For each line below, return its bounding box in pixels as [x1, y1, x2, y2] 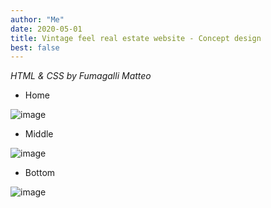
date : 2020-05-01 [10, 24, 83, 34]
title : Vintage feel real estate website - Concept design [10, 33, 262, 43]
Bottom [24, 167, 56, 179]
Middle [24, 128, 54, 140]
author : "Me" [10, 14, 65, 25]
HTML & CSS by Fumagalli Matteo [10, 70, 152, 82]
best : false [10, 42, 60, 53]
